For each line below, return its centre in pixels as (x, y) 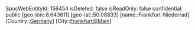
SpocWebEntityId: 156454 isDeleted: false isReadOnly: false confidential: (94, 9)
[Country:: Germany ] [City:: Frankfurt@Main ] (58, 21)
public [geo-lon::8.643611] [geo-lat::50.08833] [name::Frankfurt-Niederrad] (97, 15)
